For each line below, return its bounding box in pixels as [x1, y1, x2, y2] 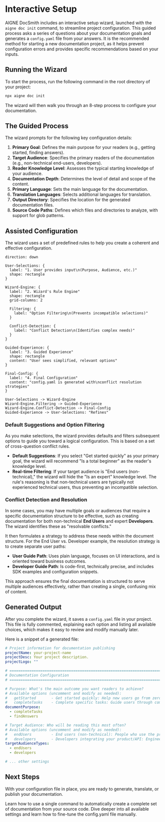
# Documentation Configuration [5, 673, 69, 678]
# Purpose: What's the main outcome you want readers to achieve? [5, 686, 144, 691]
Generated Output [5, 603, 62, 611]
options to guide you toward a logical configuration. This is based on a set [5, 438, 155, 444]
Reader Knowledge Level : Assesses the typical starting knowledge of [12, 165, 154, 171]
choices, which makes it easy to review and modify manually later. [5, 626, 139, 632]
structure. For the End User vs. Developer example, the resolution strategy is [5, 538, 160, 544]
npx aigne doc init [5, 93, 45, 98]
